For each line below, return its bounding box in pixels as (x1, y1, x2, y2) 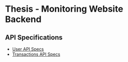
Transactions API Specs (12, 51, 61, 57)
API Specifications (5, 33, 63, 41)
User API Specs (12, 46, 44, 52)
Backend (5, 14, 42, 25)
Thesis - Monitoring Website (5, 3, 124, 15)
